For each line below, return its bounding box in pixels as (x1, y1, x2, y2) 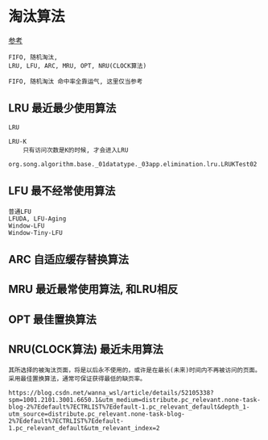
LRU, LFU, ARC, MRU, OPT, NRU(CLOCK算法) (8, 61, 147, 69)
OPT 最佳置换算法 (8, 312, 97, 326)
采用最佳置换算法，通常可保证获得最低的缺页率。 (8, 375, 146, 383)
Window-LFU (8, 221, 45, 230)
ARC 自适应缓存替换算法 (8, 252, 129, 266)
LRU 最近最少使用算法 (8, 102, 117, 115)
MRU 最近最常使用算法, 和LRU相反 (8, 283, 179, 296)
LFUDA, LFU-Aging (8, 215, 67, 223)
